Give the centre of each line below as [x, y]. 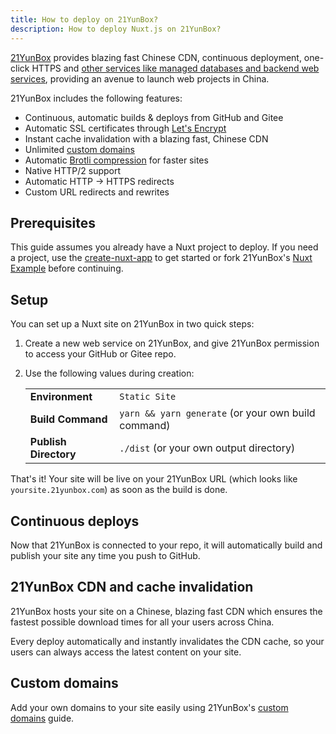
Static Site [148, 397]
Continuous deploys [75, 521]
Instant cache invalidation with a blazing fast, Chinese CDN [146, 138]
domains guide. [42, 718]
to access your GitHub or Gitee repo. [100, 354]
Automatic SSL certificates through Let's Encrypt [125, 128]
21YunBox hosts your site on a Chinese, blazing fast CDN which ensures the [166, 611]
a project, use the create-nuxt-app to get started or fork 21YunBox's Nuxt [161, 258]
